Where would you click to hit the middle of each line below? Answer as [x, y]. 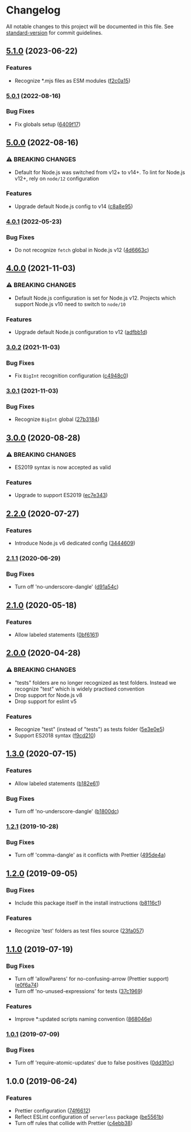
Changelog [33, 10]
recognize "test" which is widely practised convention [79, 689]
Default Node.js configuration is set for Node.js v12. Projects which [95, 298]
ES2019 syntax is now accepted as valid [62, 467]
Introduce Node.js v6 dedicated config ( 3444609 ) [75, 543]
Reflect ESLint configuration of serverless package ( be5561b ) [89, 1117]
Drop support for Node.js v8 [48, 695]
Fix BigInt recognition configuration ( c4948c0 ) [71, 376]
